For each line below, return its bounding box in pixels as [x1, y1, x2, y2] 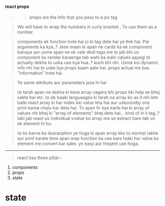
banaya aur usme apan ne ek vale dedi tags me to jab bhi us [17, 49, 139, 55]
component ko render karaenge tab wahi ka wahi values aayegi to [17, 54, 151, 61]
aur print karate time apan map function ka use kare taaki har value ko [17, 136, 159, 141]
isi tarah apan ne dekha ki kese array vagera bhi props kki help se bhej [17, 89, 160, 95]
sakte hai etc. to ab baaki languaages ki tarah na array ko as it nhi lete [17, 95, 158, 101]
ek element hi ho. [17, 121, 53, 127]
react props [5, 3, 29, 9]
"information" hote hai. [17, 70, 63, 76]
